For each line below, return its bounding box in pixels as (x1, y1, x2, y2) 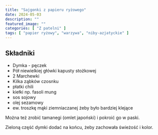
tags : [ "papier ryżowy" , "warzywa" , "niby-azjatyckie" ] (5, 30, 129, 35)
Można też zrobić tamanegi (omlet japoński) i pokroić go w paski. (5, 114, 140, 120)
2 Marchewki (12, 73, 40, 79)
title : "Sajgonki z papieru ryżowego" (5, 7, 86, 12)
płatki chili (12, 83, 34, 89)
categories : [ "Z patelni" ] (5, 26, 66, 31)
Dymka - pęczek (12, 62, 47, 68)
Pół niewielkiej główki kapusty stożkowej (12, 67, 96, 73)
